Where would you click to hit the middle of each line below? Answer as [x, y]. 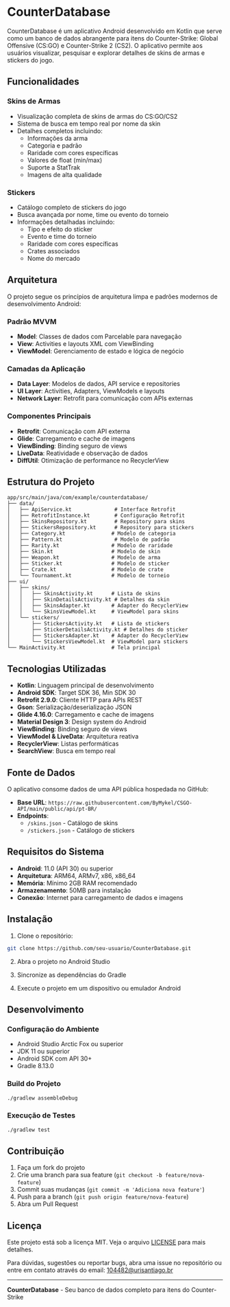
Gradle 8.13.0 [36, 1066]
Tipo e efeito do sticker [60, 229]
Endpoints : [33, 816]
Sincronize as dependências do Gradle [72, 975]
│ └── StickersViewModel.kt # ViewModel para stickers [98, 642]
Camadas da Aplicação [46, 369]
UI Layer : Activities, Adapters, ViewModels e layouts [91, 391]
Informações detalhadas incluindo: [66, 222]
